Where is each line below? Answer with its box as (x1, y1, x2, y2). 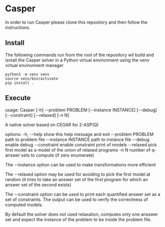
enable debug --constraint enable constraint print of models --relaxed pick (5, 141, 157, 148)
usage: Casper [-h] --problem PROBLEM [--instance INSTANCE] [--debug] (5, 107, 157, 113)
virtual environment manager (5, 62, 64, 68)
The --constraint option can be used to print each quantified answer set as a (5, 191, 161, 197)
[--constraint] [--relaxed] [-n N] (5, 112, 69, 118)
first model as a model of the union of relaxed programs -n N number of (5, 147, 151, 153)
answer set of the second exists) (5, 182, 71, 188)
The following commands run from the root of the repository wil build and (5, 52, 154, 58)
